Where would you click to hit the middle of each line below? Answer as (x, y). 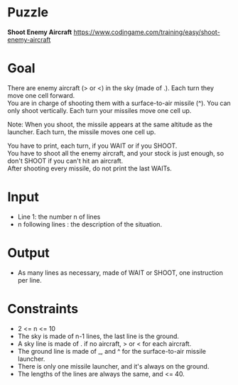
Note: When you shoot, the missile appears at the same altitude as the (110, 124)
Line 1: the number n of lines (59, 217)
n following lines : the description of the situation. (90, 224)
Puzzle (28, 12)
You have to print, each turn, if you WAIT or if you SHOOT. (92, 146)
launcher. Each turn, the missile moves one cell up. (82, 131)
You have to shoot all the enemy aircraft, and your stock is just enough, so (116, 153)
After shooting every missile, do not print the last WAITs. (90, 168)
